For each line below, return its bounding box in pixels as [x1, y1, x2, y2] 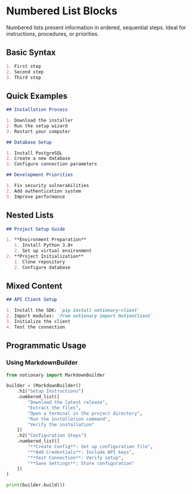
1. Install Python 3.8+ [14, 243, 73, 248]
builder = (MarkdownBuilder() [6, 383, 82, 389]
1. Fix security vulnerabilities [6, 183, 89, 189]
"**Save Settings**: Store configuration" [27, 460, 135, 466]
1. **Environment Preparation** [6, 237, 86, 243]
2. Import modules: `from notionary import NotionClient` [6, 313, 153, 319]
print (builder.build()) [6, 482, 66, 488]
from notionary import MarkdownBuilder [6, 372, 106, 378]
